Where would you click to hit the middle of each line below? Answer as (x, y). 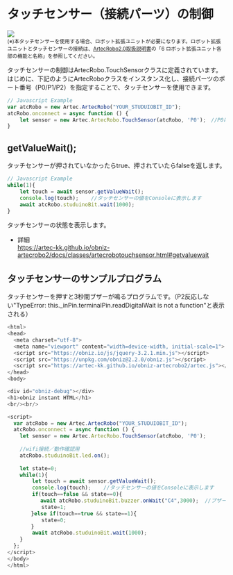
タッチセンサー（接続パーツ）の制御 (110, 14)
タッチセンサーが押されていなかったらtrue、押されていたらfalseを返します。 (116, 166)
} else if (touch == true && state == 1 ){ (84, 514)
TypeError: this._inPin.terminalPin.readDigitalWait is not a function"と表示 (121, 306)
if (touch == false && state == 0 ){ (77, 494)
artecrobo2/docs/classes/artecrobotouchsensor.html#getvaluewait (113, 255)
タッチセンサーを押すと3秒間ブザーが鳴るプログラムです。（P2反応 (102, 297)
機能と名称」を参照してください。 (58, 56)
